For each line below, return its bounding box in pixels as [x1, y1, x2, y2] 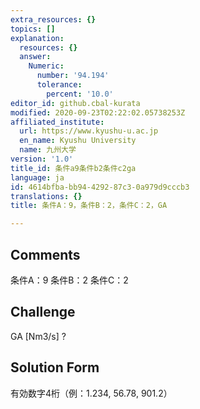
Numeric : [28, 61, 65, 71]
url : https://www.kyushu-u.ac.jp [19, 126, 159, 136]
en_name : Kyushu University [19, 136, 137, 146]
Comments [10, 246, 81, 263]
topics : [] [10, 24, 56, 34]
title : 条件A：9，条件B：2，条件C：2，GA [10, 201, 168, 211]
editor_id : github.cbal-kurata [10, 98, 141, 108]
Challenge [10, 304, 76, 321]
